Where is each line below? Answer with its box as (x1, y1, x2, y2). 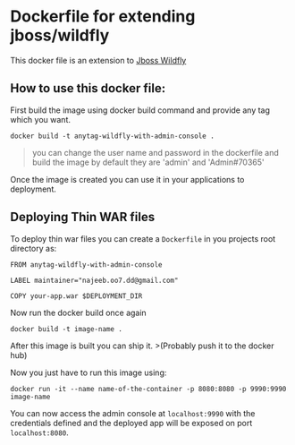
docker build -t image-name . (10, 324, 123, 333)
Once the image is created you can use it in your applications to (10, 174, 245, 184)
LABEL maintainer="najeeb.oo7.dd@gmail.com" (10, 276, 179, 285)
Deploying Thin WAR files (10, 210, 156, 225)
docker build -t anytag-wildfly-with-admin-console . (10, 132, 215, 141)
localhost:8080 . (10, 427, 70, 438)
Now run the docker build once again (10, 307, 147, 318)
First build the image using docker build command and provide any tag (10, 105, 271, 116)
